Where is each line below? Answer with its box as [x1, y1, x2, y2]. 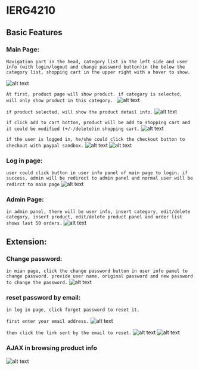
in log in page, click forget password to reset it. [6, 307, 140, 313]
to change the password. [6, 280, 68, 286]
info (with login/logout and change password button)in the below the [6, 64, 185, 70]
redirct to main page [6, 181, 60, 188]
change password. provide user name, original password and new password [6, 273, 194, 279]
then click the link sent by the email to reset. [6, 330, 132, 336]
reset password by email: [6, 294, 81, 302]
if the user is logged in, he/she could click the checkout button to [6, 136, 185, 142]
